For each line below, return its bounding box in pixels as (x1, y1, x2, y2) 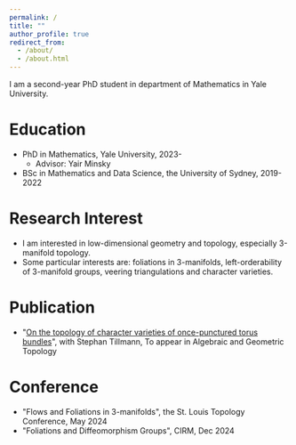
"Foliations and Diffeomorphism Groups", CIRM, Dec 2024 (21, 425, 236, 436)
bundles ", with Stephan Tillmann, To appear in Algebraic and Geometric (21, 336, 284, 347)
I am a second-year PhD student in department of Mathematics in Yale (9, 79, 267, 89)
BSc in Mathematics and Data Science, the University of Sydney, (21, 167, 260, 178)
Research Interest (9, 208, 144, 229)
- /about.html (17, 54, 69, 63)
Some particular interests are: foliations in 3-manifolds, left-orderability (21, 256, 283, 267)
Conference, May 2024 (21, 416, 108, 426)
